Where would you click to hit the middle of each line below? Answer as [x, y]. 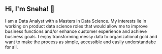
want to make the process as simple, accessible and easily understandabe [81, 42]
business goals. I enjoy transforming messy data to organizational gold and [81, 36]
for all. [12, 47]
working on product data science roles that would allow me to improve [76, 26]
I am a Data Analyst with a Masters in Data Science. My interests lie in [76, 21]
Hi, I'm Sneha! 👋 [30, 9]
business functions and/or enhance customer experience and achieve [76, 31]
